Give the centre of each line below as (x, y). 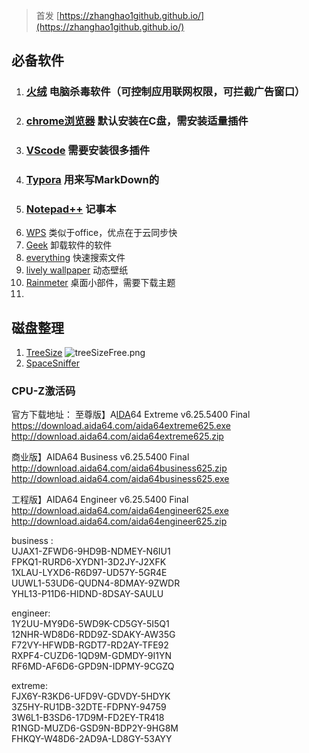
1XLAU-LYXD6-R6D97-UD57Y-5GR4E (89, 573)
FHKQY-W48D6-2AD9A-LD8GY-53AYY (92, 739)
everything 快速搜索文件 (75, 258)
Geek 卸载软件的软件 (69, 245)
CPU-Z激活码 (43, 391)
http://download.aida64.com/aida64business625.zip (119, 468)
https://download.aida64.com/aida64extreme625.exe (121, 426)
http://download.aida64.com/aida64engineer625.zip (119, 521)
